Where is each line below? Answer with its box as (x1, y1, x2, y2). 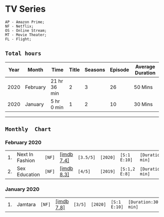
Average (135, 63, 155, 70)
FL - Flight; (5, 37, 32, 42)
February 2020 (5, 139, 41, 146)
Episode (109, 66, 129, 73)
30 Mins (134, 101, 153, 108)
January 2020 (5, 186, 40, 193)
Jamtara (17, 201, 36, 208)
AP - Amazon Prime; (5, 20, 45, 24)
